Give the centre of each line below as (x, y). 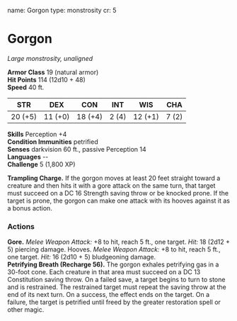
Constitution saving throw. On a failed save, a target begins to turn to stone (116, 280)
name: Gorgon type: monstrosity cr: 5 (62, 10)
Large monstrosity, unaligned (50, 58)
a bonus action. (30, 208)
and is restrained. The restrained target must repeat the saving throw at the (117, 287)
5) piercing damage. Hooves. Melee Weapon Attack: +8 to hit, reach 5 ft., (114, 249)
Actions (21, 226)
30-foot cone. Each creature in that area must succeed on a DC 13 (104, 272)
